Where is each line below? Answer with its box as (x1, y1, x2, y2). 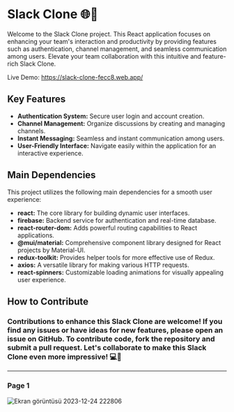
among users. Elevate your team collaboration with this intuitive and (7, 52, 202, 60)
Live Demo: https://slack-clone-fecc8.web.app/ (7, 73, 143, 81)
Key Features (7, 94, 66, 105)
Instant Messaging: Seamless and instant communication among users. (17, 134, 225, 142)
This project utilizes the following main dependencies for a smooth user (7, 188, 212, 196)
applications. (17, 230, 54, 240)
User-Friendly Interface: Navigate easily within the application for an (17, 141, 217, 149)
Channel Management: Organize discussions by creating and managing (17, 119, 225, 128)
